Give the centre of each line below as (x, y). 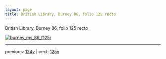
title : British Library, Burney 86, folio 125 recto (61, 14)
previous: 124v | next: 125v (32, 51)
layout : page (19, 10)
